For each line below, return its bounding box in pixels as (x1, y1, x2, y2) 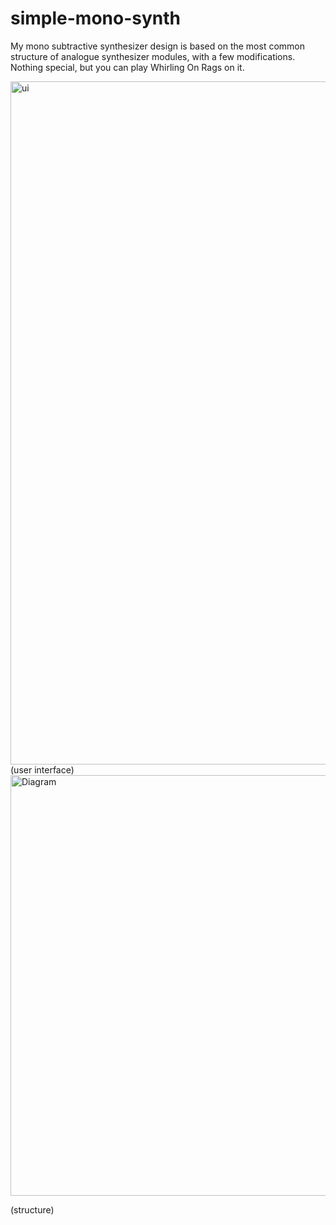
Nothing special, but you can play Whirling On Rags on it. (10, 61, 245, 73)
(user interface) (10, 763, 75, 776)
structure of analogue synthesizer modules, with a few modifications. (10, 50, 296, 62)
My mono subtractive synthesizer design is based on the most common (10, 40, 305, 52)
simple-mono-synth (10, 7, 181, 30)
